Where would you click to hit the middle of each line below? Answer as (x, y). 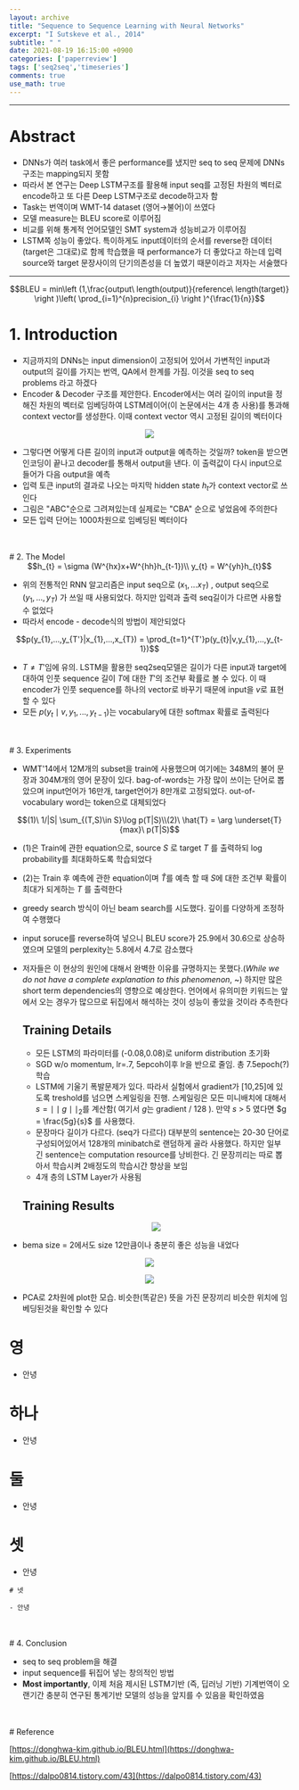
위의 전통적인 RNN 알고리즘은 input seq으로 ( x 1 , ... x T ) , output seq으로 (145, 586)
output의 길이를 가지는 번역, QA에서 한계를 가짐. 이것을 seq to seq (138, 371)
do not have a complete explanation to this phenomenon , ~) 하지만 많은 (152, 979)
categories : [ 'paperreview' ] (63, 59)
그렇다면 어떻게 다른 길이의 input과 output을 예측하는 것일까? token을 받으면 (155, 452)
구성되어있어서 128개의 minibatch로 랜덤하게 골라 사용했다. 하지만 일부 (158, 1144)
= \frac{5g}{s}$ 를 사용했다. (85, 1122)
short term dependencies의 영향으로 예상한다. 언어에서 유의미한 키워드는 (150, 990)
